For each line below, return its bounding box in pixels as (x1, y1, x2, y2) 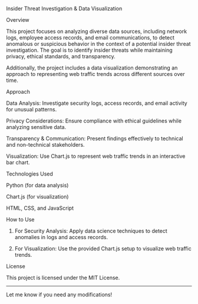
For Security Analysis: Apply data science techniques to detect (14, 227, 168, 234)
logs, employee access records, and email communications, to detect (6, 34, 175, 41)
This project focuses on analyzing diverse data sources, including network (6, 28, 187, 35)
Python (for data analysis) (6, 182, 69, 189)
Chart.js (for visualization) (6, 193, 69, 200)
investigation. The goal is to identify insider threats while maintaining (6, 47, 173, 54)
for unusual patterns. (6, 106, 57, 113)
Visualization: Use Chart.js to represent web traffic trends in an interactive (6, 153, 186, 160)
